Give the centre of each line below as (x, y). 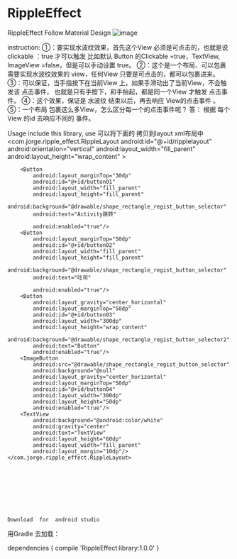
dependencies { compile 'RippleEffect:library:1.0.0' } (83, 548)
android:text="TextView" (70, 433)
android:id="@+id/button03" (74, 315)
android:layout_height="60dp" (77, 439)
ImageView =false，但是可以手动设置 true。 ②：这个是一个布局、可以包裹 (117, 65)
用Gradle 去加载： (34, 533)
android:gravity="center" (71, 426)
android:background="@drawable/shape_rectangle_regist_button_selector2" (119, 339)
